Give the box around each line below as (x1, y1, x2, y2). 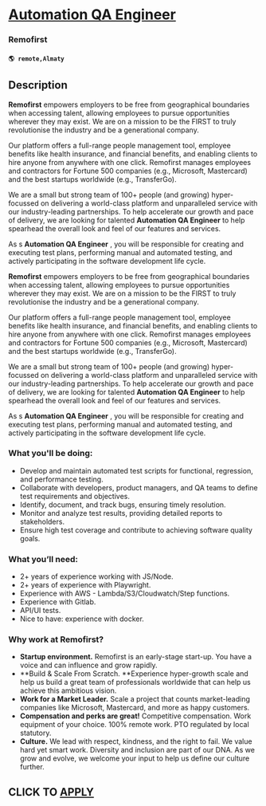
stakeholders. (19, 517, 65, 526)
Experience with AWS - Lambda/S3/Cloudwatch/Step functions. (19, 588, 230, 599)
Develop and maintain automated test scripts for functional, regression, (19, 466, 253, 475)
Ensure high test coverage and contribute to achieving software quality (19, 525, 253, 535)
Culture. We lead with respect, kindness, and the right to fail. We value (19, 737, 252, 746)
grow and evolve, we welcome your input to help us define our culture (19, 753, 250, 763)
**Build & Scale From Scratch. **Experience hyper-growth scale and (19, 669, 248, 678)
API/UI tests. (19, 606, 61, 615)
